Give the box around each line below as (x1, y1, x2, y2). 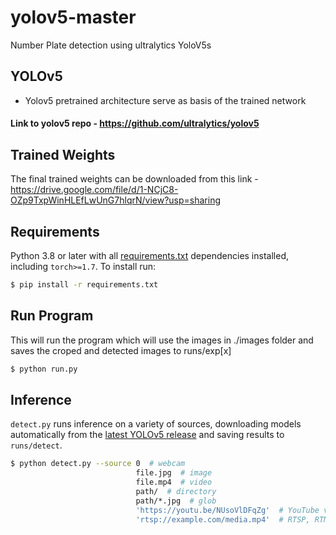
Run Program (10, 307, 94, 325)
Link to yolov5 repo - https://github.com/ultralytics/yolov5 (10, 117, 260, 130)
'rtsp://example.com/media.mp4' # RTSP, (135, 514, 311, 525)
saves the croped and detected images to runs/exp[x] (10, 344, 232, 356)
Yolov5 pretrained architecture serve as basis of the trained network (24, 94, 307, 106)
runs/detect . (10, 439, 63, 451)
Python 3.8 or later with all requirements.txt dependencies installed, (10, 249, 289, 261)
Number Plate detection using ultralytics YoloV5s (10, 39, 212, 51)
